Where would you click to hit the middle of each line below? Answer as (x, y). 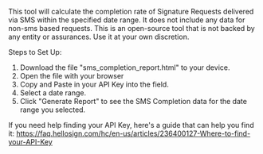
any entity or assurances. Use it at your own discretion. (99, 37)
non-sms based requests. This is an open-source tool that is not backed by (131, 28)
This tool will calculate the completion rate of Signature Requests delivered (131, 12)
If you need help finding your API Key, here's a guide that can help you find (131, 125)
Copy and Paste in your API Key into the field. (94, 84)
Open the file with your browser (72, 76)
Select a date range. (53, 93)
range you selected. (53, 110)
